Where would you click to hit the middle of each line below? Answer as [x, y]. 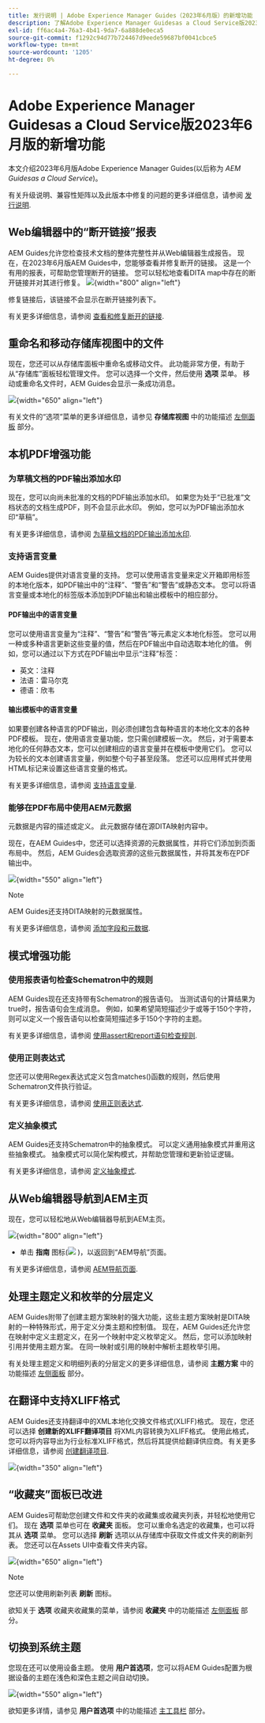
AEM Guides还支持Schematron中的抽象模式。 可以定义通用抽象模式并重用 [128, 1144]
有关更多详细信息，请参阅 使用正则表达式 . [76, 1103]
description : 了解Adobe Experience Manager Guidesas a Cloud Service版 [127, 23]
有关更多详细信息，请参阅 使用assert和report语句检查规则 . [103, 1035]
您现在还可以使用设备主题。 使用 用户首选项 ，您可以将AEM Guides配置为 [127, 1668]
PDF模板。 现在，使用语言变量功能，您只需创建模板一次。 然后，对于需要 [127, 738]
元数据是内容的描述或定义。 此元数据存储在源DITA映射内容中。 [110, 826]
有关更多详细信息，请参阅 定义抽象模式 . [72, 1171]
